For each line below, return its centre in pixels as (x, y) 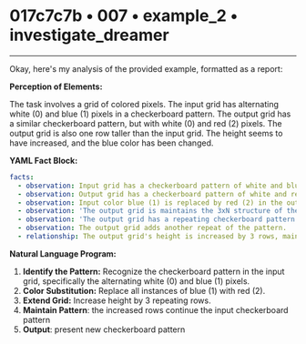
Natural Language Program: (63, 253)
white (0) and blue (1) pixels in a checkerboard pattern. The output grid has (150, 114)
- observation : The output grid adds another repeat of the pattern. (152, 228)
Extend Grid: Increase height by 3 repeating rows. (117, 300)
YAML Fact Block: (44, 160)
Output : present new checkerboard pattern (104, 329)
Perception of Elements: (56, 86)
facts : (22, 177)
